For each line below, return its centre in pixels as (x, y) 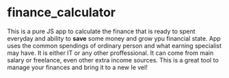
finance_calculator (62, 13)
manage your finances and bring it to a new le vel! (78, 67)
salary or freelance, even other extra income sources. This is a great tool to (113, 60)
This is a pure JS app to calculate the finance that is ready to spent (102, 31)
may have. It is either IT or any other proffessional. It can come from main (110, 53)
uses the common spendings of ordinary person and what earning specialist (114, 45)
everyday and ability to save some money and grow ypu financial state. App (114, 38)
